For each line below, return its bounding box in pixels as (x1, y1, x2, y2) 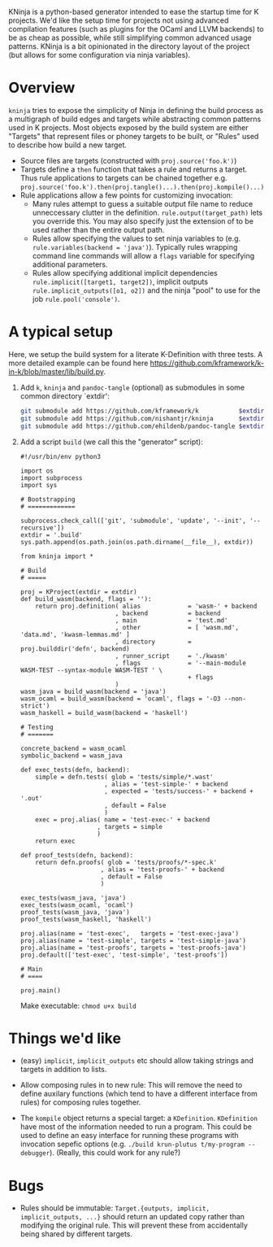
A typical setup (8, 323, 114, 341)
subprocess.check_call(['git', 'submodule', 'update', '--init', (19, 517, 246, 525)
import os (19, 467, 54, 475)
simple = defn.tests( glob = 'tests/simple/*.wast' (35, 773, 214, 781)
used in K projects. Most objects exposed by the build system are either (8, 122, 249, 133)
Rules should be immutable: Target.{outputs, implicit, (19, 1203, 210, 1213)
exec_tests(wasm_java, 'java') (19, 894, 127, 902)
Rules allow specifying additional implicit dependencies (32, 268, 218, 277)
